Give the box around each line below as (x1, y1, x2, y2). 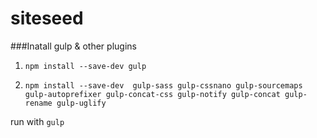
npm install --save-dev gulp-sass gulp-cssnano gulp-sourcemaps (24, 80, 303, 91)
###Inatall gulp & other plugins (10, 40, 137, 52)
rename (24, 98, 53, 108)
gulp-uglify (56, 98, 107, 108)
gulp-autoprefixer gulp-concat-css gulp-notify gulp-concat (24, 89, 281, 99)
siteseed (10, 7, 84, 30)
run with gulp (10, 115, 65, 127)
